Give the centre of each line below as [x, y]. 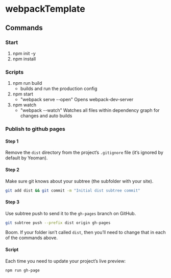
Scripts [15, 72]
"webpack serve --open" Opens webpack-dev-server [77, 100]
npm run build [27, 83]
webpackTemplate [45, 9]
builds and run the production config [59, 89]
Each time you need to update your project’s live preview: [66, 261]
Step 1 [12, 141]
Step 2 [12, 170]
